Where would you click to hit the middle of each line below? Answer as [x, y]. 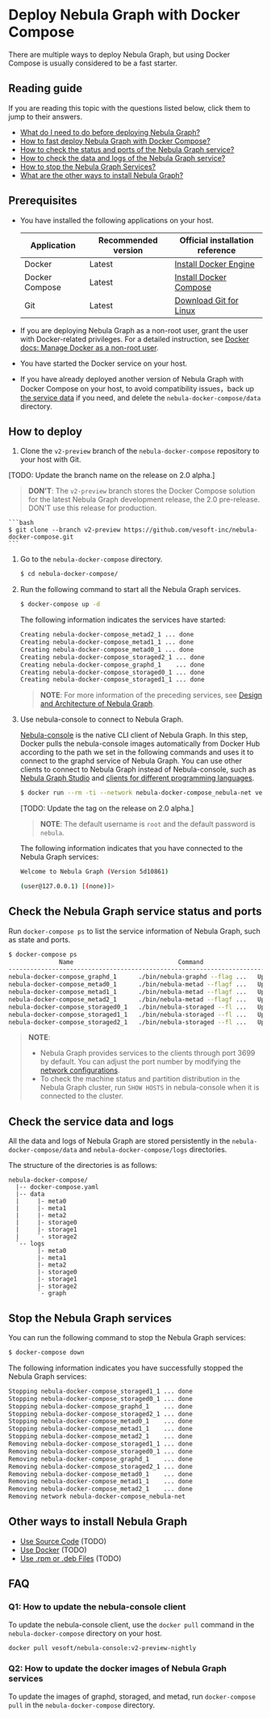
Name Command [131, 962]
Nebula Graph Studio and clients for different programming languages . [137, 778]
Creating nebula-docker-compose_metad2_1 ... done [107, 635]
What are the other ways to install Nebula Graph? [102, 175]
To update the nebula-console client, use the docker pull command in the [131, 1624]
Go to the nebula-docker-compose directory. [91, 559]
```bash [21, 523]
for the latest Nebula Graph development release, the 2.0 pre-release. [144, 500]
